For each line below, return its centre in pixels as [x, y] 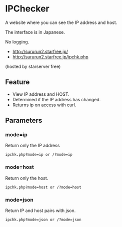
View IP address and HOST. [41, 94]
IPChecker [27, 9]
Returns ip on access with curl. [44, 105]
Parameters [24, 120]
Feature [17, 82]
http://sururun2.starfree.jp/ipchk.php [50, 57]
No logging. [17, 42]
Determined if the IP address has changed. [56, 99]
